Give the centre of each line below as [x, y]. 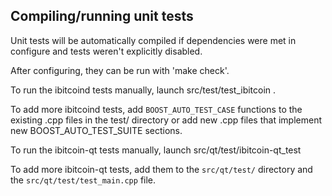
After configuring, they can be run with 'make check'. [120, 70]
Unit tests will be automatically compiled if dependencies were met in [153, 40]
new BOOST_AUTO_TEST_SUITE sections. [96, 130]
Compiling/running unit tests [102, 16]
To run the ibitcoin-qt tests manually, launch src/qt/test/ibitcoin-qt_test [156, 150]
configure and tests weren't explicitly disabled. [106, 51]
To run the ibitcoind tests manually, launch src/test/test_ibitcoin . [143, 90]
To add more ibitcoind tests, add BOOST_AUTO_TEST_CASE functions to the [156, 109]
